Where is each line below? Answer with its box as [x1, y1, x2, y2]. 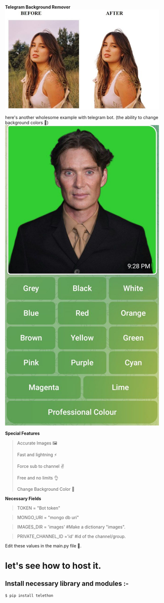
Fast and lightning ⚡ [17, 452, 57, 458]
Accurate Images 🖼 [17, 440, 58, 446]
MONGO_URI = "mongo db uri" [17, 515, 79, 521]
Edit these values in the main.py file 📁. [5, 543, 82, 549]
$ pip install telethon [5, 593, 54, 598]
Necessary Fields [5, 496, 41, 502]
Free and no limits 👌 [17, 475, 59, 481]
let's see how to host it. [5, 560, 102, 571]
